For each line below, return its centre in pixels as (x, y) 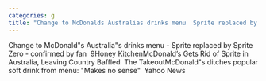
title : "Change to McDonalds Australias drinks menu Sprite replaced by (133, 23)
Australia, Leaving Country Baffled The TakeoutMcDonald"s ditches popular (133, 62)
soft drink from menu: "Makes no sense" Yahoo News (97, 70)
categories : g (32, 15)
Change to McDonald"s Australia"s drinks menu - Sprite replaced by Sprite (131, 45)
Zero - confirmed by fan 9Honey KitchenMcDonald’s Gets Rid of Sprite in (128, 53)
